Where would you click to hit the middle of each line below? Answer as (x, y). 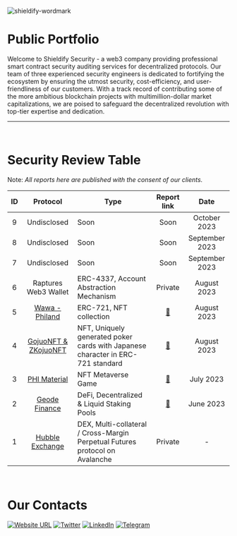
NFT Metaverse (103, 374)
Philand (48, 316)
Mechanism (97, 296)
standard (108, 363)
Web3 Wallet (48, 291)
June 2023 (207, 403)
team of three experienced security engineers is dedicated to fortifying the (116, 73)
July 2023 (207, 379)
